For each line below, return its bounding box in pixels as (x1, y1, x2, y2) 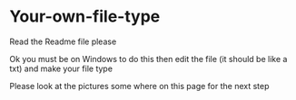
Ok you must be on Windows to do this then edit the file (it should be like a (9, 53, 288, 64)
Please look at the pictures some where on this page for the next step (9, 80, 270, 91)
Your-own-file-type (9, 6, 161, 27)
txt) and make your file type (9, 63, 113, 74)
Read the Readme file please (9, 36, 117, 47)
